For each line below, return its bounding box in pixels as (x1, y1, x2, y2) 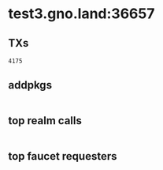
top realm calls (8, 114, 83, 127)
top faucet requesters (8, 149, 117, 163)
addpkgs (8, 78, 53, 92)
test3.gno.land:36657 (8, 5, 155, 23)
